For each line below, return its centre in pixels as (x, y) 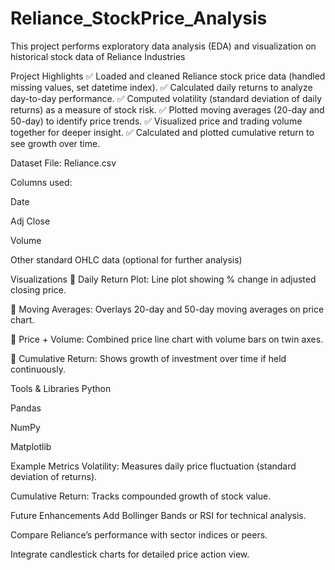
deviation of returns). (54, 476)
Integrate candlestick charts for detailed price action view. (130, 554)
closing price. (38, 289)
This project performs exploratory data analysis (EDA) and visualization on (163, 46)
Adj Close (30, 221)
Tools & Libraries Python (61, 388)
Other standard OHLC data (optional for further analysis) (126, 259)
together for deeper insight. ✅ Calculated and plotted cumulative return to (162, 132)
